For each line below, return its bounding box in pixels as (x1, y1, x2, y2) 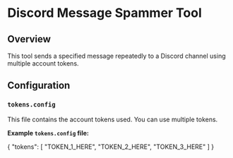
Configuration (7, 80, 71, 92)
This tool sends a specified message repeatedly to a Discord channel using (7, 51, 226, 60)
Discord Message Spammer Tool (7, 5, 203, 21)
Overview (7, 33, 52, 45)
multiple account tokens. (7, 59, 79, 68)
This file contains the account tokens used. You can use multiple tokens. (7, 115, 218, 123)
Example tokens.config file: (7, 128, 90, 137)
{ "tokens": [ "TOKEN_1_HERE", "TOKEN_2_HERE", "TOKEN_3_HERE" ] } (7, 142, 214, 151)
